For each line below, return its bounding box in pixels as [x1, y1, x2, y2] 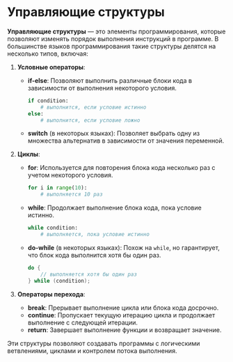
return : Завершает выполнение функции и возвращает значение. [27, 325, 222, 334]
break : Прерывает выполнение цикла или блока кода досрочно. [27, 304, 219, 312]
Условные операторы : [17, 63, 86, 71]
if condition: [27, 97, 69, 104]
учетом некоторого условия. [27, 171, 113, 180]
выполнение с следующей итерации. [27, 318, 138, 326]
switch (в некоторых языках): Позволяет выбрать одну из [27, 129, 200, 138]
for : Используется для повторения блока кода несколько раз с [27, 164, 216, 172]
